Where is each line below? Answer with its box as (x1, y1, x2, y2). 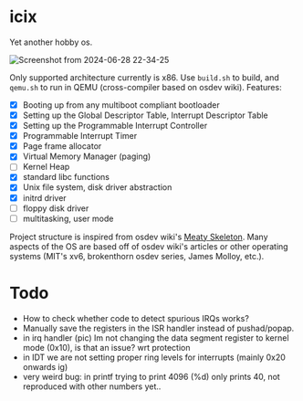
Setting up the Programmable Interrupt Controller (22, 121, 208, 132)
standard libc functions (22, 172, 110, 183)
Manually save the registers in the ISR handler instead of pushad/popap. (22, 322, 295, 333)
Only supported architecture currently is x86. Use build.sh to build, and (9, 71, 280, 83)
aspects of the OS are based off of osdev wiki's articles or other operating (9, 240, 289, 252)
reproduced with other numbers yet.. (22, 381, 162, 392)
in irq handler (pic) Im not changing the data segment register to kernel (22, 332, 289, 343)
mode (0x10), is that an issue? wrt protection (22, 342, 191, 353)
